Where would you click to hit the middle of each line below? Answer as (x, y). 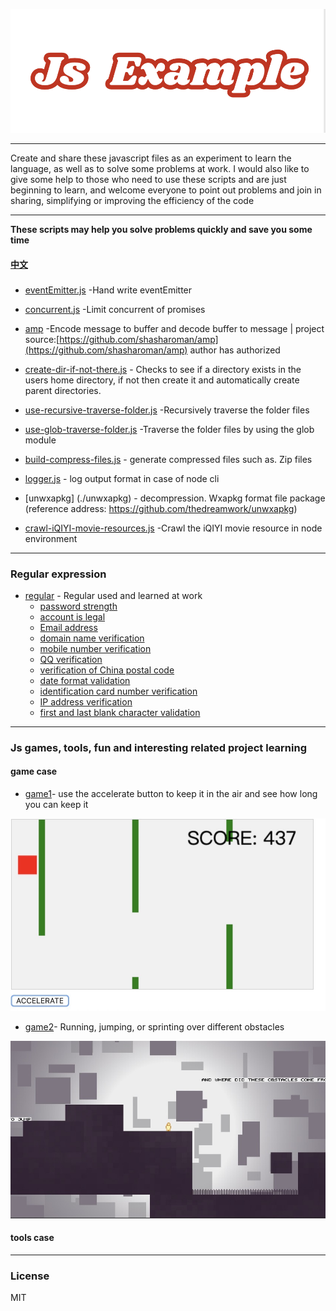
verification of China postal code (107, 670)
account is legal (72, 616)
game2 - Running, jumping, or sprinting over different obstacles (154, 1027)
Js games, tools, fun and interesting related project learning (158, 747)
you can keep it (56, 805)
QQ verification (71, 659)
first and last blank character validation (120, 712)
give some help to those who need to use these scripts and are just (148, 180)
